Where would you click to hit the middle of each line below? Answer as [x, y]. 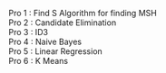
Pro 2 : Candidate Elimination [63, 23]
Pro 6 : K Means [39, 61]
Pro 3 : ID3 [29, 32]
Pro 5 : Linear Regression [56, 51]
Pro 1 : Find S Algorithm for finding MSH [83, 13]
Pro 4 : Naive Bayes [45, 41]
